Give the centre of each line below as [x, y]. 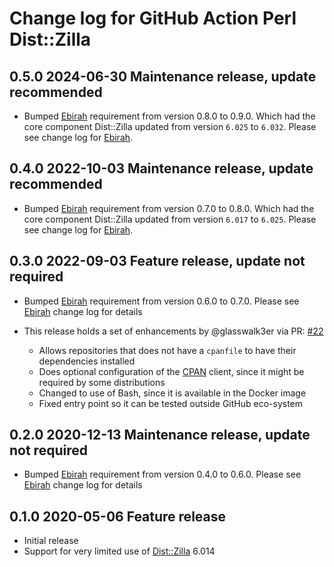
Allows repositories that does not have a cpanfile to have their [167, 350]
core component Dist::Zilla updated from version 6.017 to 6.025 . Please [170, 219]
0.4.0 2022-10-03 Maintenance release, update [161, 168]
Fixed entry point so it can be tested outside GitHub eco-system [171, 403]
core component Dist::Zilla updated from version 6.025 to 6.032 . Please [170, 126]
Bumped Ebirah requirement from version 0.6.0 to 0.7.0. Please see [161, 301]
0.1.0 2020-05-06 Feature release [117, 516]
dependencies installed [87, 361]
